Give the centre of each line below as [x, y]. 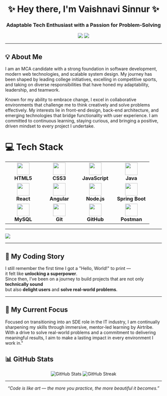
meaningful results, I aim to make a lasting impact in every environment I [79, 338]
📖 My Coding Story [35, 256]
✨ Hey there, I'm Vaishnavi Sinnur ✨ [83, 9]
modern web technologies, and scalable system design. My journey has [79, 74]
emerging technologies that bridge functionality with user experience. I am [82, 116]
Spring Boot [131, 199]
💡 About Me [24, 57]
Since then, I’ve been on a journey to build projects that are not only [75, 279]
